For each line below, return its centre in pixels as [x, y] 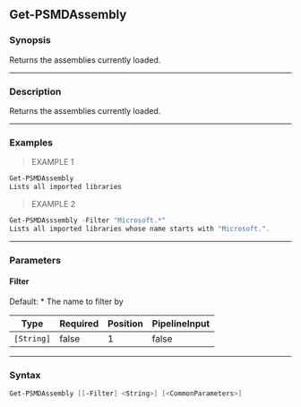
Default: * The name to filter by [66, 301]
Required [79, 324]
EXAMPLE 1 [52, 162]
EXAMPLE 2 [53, 204]
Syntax [25, 375]
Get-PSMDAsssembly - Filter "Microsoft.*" [88, 221]
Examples [31, 143]
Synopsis [30, 40]
